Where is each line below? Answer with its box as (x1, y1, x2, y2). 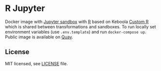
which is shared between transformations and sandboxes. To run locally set (5, 24, 156, 29)
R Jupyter (5, 3, 45, 14)
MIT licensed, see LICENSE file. (5, 60, 68, 66)
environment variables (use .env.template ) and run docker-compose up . (5, 29, 146, 35)
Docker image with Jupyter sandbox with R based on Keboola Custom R (5, 19, 149, 24)
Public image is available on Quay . (5, 34, 74, 40)
